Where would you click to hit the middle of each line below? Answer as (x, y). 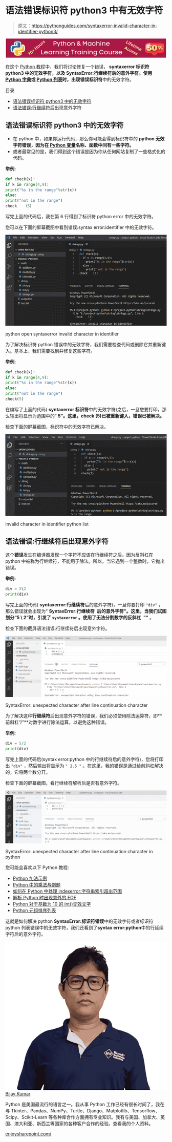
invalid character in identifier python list (47, 524)
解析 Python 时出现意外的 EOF (45, 898)
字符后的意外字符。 (26, 934)
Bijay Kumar (18, 1094)
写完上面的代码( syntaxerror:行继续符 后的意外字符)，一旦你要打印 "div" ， (84, 604)
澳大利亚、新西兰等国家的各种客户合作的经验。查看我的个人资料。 (84, 1124)
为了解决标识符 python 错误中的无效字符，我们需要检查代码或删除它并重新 (83, 344)
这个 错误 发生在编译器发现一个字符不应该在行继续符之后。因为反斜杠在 (79, 555)
